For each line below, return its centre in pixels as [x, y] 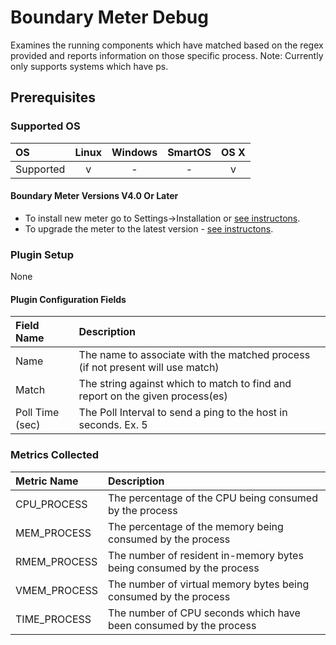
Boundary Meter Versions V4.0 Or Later [94, 196]
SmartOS [189, 152]
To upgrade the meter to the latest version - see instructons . [149, 228]
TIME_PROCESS [53, 619]
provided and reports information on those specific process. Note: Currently [167, 55]
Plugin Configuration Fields [68, 299]
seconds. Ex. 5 [113, 425]
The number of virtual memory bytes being [208, 584]
